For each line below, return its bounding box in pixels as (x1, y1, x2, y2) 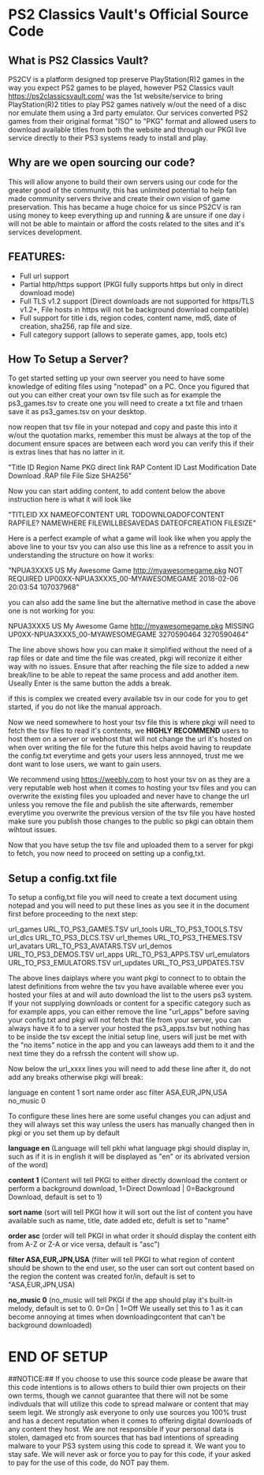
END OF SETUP (8, 1348, 109, 1366)
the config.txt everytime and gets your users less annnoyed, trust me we (8, 751, 244, 760)
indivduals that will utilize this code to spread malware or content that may (8, 1399, 249, 1409)
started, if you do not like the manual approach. (8, 702, 162, 711)
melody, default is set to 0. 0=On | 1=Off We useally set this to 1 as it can (8, 1304, 244, 1313)
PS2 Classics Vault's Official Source (8, 6, 249, 24)
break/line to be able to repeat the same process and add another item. (8, 670, 240, 680)
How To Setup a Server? (8, 353, 128, 366)
